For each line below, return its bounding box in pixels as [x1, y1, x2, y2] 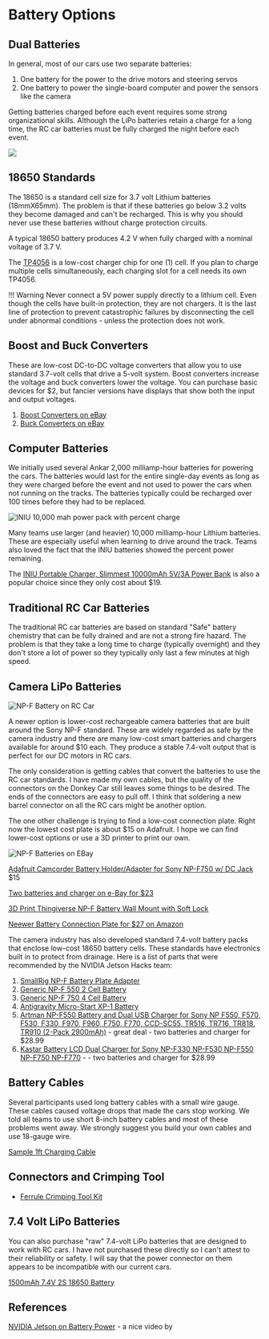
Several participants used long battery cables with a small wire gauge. [8, 1097, 240, 1107]
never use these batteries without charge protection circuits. [8, 218, 208, 227]
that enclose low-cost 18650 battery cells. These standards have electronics [8, 943, 261, 953]
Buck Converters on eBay [19, 418, 105, 428]
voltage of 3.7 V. [8, 242, 62, 251]
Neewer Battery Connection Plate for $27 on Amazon [8, 919, 184, 929]
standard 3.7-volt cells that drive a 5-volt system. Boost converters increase [8, 368, 259, 378]
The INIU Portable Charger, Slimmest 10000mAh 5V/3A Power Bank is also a [8, 569, 260, 579]
